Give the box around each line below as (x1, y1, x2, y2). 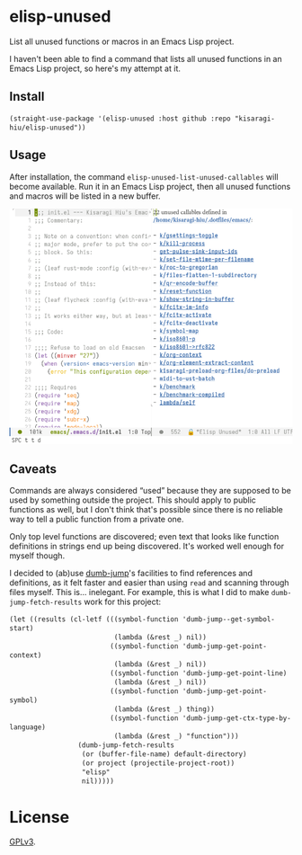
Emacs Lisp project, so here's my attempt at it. (9, 63, 182, 74)
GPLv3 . (9, 836, 36, 847)
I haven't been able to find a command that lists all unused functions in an (9, 53, 282, 64)
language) (9, 723, 47, 732)
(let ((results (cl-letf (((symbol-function (9, 615, 179, 624)
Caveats (9, 461, 57, 476)
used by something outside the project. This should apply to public (9, 494, 256, 505)
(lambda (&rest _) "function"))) (113, 732, 240, 741)
